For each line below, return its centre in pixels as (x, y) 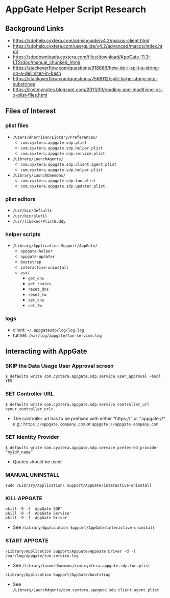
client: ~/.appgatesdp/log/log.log (48, 330)
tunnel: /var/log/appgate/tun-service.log (57, 335)
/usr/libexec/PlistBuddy (39, 221)
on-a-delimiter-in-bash (37, 73)
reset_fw (37, 295)
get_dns (36, 279)
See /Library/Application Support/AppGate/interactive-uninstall (84, 527)
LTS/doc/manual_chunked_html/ (46, 62)
